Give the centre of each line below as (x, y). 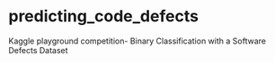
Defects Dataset (38, 50)
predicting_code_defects (104, 16)
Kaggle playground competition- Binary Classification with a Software (137, 41)
